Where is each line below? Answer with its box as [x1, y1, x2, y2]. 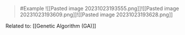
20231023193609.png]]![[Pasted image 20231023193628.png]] [19, 11, 173, 18]
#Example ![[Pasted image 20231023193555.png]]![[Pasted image [19, 5, 179, 12]
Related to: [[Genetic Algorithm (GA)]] [5, 23, 97, 29]
